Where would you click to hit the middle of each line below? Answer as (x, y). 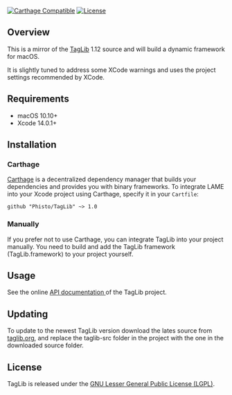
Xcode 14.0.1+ (37, 123)
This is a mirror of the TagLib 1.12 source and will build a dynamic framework (116, 49)
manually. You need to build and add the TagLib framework (91, 246)
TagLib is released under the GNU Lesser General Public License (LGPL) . (111, 384)
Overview (29, 32)
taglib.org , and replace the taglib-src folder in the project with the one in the (115, 338)
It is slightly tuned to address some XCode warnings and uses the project (111, 70)
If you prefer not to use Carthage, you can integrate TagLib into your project (115, 239)
